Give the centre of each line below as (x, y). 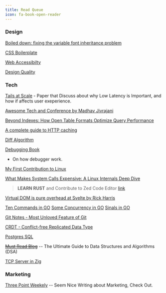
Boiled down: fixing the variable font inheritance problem (64, 42)
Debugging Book (22, 149)
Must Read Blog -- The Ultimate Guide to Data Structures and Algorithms (80, 246)
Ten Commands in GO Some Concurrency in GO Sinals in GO (68, 207)
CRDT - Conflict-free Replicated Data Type (49, 227)
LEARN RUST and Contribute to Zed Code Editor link (71, 188)
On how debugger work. (37, 159)
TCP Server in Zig (23, 261)
